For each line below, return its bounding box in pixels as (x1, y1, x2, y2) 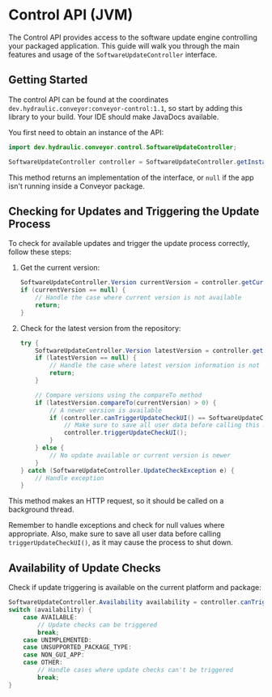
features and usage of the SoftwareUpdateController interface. (8, 49, 218, 59)
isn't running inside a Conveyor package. (8, 181, 146, 191)
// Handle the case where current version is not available (35, 294, 242, 302)
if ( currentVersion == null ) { (19, 286, 126, 295)
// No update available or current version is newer (49, 451, 232, 459)
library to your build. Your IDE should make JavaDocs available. (8, 112, 219, 121)
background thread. (8, 504, 74, 515)
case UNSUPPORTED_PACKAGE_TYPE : (23, 644, 132, 652)
